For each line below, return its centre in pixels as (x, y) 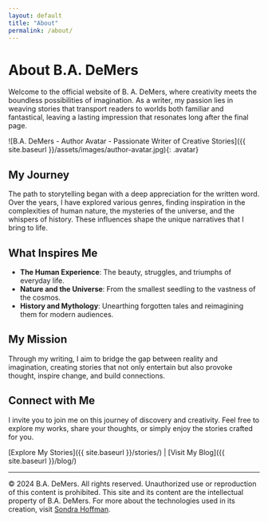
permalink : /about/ (41, 30)
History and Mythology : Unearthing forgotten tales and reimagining (132, 306)
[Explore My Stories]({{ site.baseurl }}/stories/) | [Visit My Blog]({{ (116, 452)
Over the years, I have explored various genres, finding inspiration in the (127, 202)
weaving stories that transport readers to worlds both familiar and (116, 109)
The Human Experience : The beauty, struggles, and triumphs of (126, 272)
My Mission (38, 339)
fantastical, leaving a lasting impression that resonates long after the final (128, 117)
